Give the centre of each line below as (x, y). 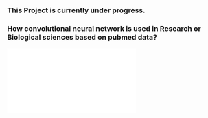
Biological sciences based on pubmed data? (82, 37)
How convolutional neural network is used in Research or (104, 28)
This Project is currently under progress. (76, 10)
